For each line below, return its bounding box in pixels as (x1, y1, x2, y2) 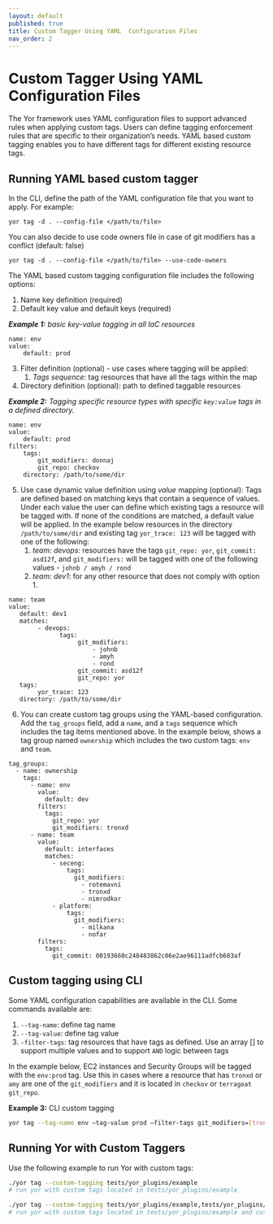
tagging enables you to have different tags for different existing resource (8, 140, 252, 150)
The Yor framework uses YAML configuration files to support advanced (8, 114, 247, 124)
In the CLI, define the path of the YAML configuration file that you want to (8, 193, 254, 203)
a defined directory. (8, 406, 75, 415)
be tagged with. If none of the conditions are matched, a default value (19, 511, 254, 520)
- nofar (80, 931, 107, 939)
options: (8, 280, 37, 289)
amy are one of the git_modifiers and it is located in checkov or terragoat (8, 1079, 252, 1088)
